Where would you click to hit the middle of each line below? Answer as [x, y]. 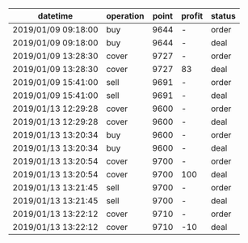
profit [192, 16]
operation [125, 16]
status [223, 16]
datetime [55, 16]
